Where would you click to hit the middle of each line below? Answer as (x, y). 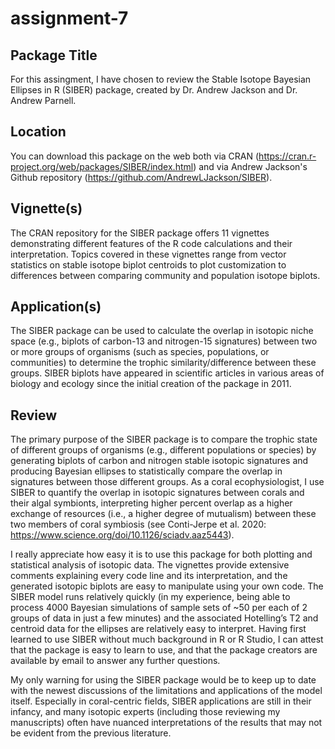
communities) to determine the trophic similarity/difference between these (163, 363)
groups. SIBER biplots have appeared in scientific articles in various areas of (167, 373)
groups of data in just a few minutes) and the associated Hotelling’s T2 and (164, 618)
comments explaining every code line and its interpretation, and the (149, 576)
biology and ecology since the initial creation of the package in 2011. (151, 384)
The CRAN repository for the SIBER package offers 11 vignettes (140, 233)
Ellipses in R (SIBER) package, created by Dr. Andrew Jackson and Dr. (154, 90)
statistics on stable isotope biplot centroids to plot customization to (148, 264)
